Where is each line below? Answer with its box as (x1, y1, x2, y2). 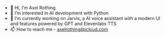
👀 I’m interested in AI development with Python (10, 10, 109, 16)
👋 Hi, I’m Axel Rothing (10, 5, 56, 10)
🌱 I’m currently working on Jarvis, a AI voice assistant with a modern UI (10, 15, 160, 21)
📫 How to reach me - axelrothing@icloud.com (10, 26, 108, 32)
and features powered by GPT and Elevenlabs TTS (10, 20, 116, 26)
